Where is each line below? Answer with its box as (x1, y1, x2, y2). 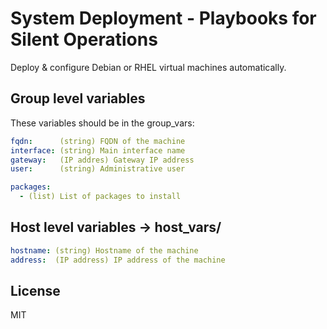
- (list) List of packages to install (19, 192, 182, 202)
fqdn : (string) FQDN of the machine (10, 136, 186, 146)
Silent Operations (10, 28, 158, 51)
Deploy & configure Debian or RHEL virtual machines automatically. (10, 61, 287, 73)
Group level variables (10, 90, 146, 107)
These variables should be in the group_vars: (10, 117, 195, 129)
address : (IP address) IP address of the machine (10, 255, 226, 265)
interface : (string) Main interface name (10, 145, 186, 156)
